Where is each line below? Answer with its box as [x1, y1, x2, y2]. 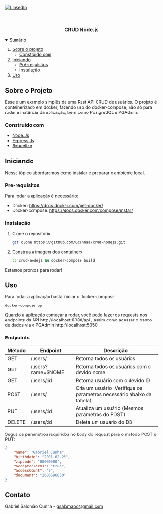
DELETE [7, 418, 26, 425]
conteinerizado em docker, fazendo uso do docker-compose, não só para [5, 104, 152, 110]
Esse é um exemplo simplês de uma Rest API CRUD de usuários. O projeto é [5, 99, 157, 105]
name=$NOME [30, 369, 65, 376]
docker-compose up [5, 303, 42, 308]
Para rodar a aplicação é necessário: [5, 193, 79, 199]
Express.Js [12, 138, 34, 144]
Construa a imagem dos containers [12, 249, 82, 255]
